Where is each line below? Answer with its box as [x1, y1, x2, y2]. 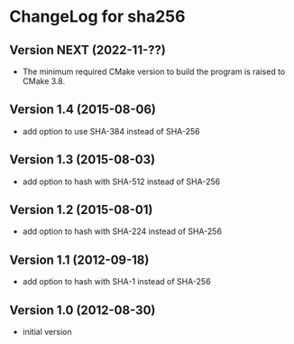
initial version [22, 327, 72, 338]
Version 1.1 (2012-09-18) [9, 252, 150, 267]
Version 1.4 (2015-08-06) [9, 102, 156, 117]
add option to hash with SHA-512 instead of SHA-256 [22, 176, 221, 187]
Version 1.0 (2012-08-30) [9, 302, 156, 318]
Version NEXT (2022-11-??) [9, 42, 167, 58]
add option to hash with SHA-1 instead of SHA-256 [22, 276, 211, 287]
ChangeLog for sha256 [9, 6, 186, 27]
